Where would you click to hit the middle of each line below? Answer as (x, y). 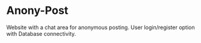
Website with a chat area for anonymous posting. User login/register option (100, 27)
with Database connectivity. (41, 33)
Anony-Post (37, 11)
